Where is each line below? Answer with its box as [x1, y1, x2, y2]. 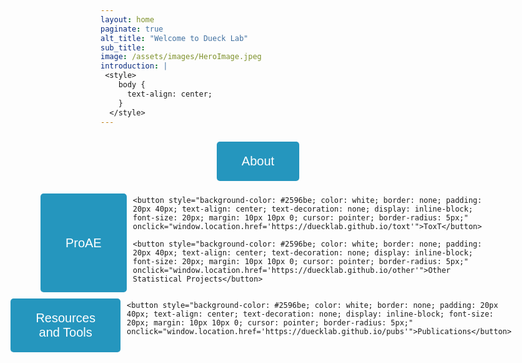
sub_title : [100, 42, 146, 53]
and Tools [38, 325, 93, 340]
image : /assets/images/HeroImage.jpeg [100, 52, 262, 62]
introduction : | [100, 61, 168, 71]
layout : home [100, 14, 155, 25]
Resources [35, 311, 96, 326]
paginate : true [100, 24, 164, 34]
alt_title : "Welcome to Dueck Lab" [100, 33, 249, 43]
